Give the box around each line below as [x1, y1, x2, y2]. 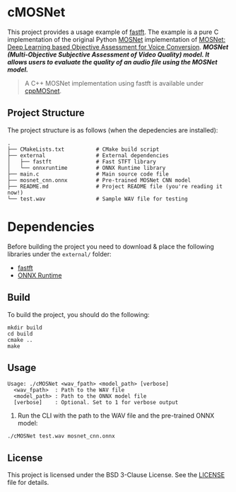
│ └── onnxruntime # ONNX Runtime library [7, 164, 166, 171]
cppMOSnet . [24, 86, 62, 95]
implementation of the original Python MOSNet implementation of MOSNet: [7, 35, 226, 43]
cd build [7, 330, 33, 337]
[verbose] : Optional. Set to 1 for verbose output [13, 399, 179, 406]
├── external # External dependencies [7, 151, 170, 159]
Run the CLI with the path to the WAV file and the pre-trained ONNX [17, 411, 215, 420]
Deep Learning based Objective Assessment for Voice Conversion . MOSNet [7, 42, 229, 51]
